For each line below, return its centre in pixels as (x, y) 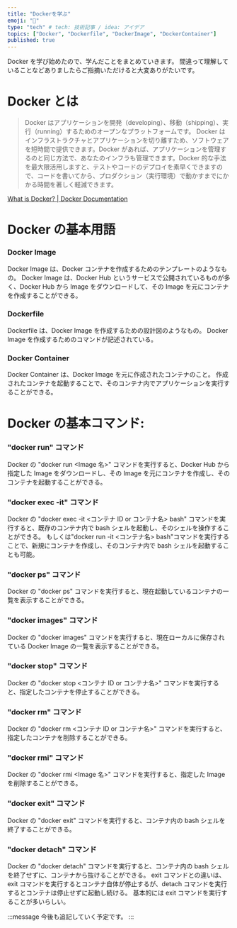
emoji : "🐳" (23, 21)
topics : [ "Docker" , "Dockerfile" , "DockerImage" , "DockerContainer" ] (112, 34)
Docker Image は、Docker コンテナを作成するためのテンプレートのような (114, 269)
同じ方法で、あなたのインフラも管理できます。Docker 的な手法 (135, 158)
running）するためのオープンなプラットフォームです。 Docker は (131, 131)
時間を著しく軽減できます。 (77, 184)
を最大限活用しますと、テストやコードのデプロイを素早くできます (121, 167)
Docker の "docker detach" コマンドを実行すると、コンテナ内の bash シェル (118, 866)
